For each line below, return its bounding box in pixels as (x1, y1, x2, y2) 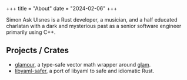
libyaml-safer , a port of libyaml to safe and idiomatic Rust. (14, 67, 155, 74)
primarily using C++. (6, 29, 56, 36)
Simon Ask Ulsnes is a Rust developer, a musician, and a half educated (6, 16, 178, 23)
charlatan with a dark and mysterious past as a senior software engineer (6, 23, 182, 29)
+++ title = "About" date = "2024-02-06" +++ (6, 5, 118, 12)
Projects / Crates (6, 46, 69, 55)
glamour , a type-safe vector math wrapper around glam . (14, 61, 151, 68)
